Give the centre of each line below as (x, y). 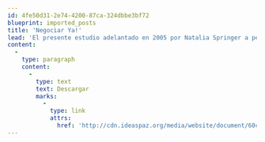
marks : (47, 96)
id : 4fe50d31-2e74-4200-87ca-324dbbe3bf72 (78, 15)
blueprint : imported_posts (52, 23)
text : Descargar (62, 89)
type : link (68, 111)
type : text (54, 81)
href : (66, 125)
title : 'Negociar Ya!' (45, 30)
